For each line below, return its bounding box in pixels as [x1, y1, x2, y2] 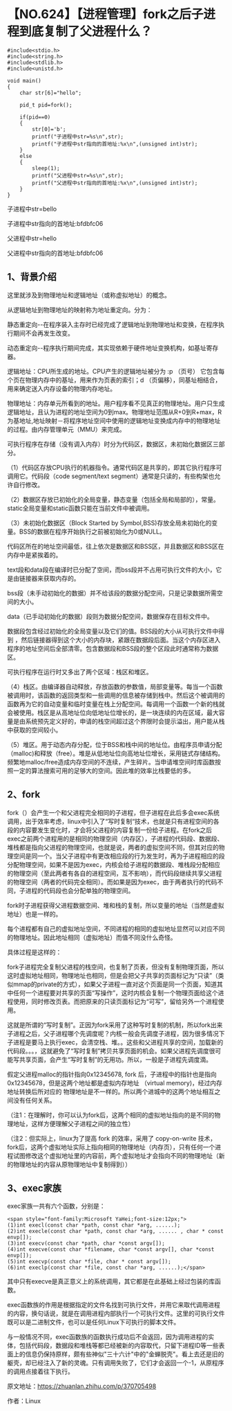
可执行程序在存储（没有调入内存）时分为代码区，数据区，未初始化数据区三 [7, 439, 219, 448]
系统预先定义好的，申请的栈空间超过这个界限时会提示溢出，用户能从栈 [25, 717, 225, 725]
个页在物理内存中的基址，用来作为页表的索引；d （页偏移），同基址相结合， [7, 376, 222, 384]
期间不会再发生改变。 [12, 328, 74, 337]
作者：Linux [7, 1397, 41, 1405]
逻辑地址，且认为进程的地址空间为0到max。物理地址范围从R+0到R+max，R [7, 407, 222, 416]
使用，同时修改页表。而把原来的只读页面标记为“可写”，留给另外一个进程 [12, 997, 219, 1006]
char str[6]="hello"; [19, 89, 81, 96]
